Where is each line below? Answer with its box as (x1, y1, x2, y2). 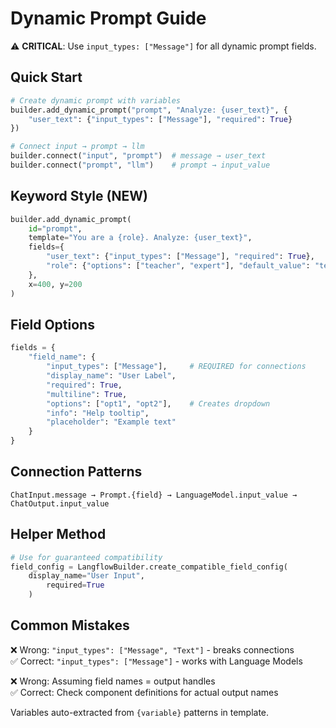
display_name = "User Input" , (28, 571, 145, 581)
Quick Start (10, 69, 83, 86)
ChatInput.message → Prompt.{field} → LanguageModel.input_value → (10, 490, 298, 500)
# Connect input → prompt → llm (10, 142, 145, 152)
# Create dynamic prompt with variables (10, 95, 182, 106)
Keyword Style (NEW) (10, 188, 148, 205)
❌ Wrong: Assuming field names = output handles (10, 675, 216, 687)
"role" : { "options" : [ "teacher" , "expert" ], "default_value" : (46, 261, 311, 271)
